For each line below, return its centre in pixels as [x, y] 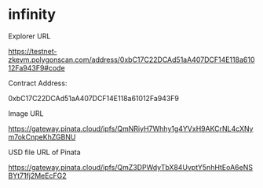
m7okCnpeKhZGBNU [42, 137]
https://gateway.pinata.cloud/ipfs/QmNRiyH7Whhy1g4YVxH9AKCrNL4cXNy [131, 128]
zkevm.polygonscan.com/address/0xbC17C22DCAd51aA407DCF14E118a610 [131, 60]
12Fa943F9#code [37, 67]
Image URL [26, 113]
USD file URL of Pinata [44, 152]
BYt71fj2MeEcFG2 [37, 175]
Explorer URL [29, 36]
